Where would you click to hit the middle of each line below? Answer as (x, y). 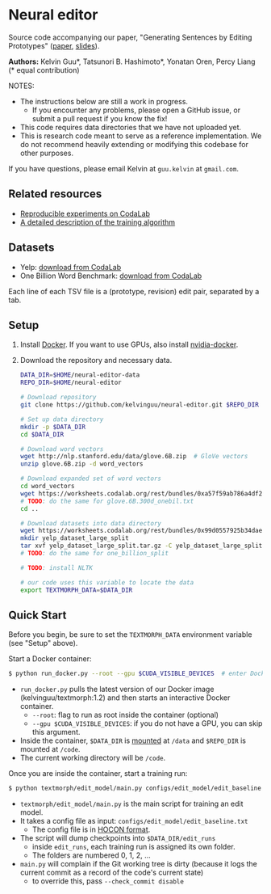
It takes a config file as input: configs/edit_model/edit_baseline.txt (134, 821)
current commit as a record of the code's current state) (112, 873)
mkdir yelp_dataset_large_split (74, 538)
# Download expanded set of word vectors (90, 479)
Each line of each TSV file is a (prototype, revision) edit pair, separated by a (134, 291)
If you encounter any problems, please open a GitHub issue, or (136, 110)
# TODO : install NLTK (56, 567)
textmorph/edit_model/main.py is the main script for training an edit (131, 804)
